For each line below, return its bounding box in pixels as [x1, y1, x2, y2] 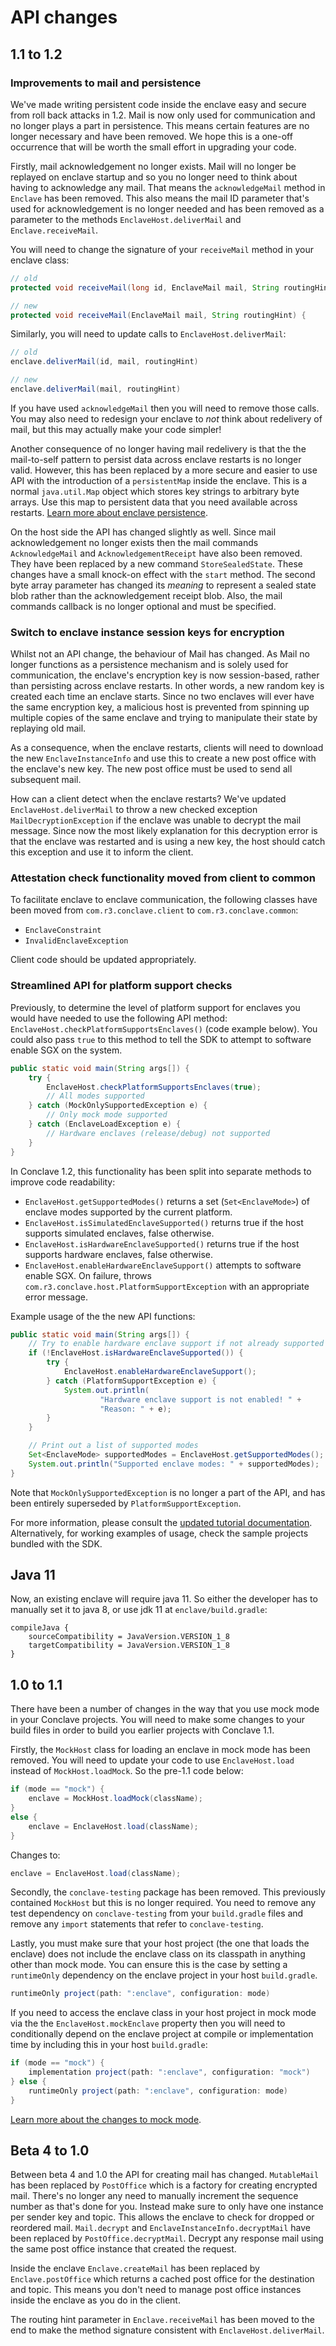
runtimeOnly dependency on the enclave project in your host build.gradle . [10, 1969, 318, 1981]
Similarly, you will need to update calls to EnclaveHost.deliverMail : [10, 328, 287, 340]
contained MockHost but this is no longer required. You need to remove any [10, 1897, 317, 1909]
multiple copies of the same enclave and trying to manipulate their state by [10, 712, 318, 724]
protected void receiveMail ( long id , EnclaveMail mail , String [10, 282, 280, 293]
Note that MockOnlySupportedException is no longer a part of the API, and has [10, 1486, 326, 1498]
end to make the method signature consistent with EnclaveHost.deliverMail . [10, 2324, 325, 2336]
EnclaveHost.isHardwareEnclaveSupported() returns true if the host [24, 1237, 300, 1250]
